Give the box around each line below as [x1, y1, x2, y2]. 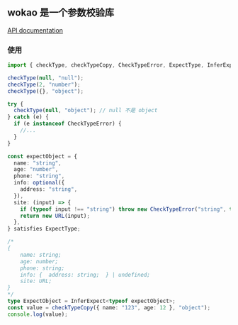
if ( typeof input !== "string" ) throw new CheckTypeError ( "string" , [20, 205, 227, 213]
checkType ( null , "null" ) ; [7, 74, 84, 82]
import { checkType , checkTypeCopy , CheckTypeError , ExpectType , [7, 62, 204, 69]
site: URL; [20, 277, 52, 285]
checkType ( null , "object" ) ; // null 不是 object [13, 107, 158, 114]
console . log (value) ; [7, 311, 69, 318]
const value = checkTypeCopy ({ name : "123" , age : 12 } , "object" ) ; [7, 304, 211, 311]
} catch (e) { [7, 114, 50, 121]
